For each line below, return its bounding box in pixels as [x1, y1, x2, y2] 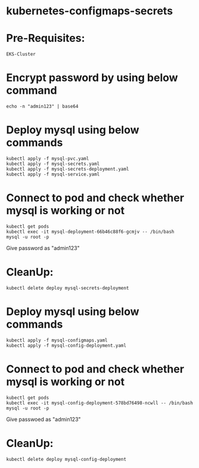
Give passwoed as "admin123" [6, 415, 82, 423]
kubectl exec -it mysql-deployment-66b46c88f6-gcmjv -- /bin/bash [6, 229, 175, 235]
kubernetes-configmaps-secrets [6, 4, 173, 18]
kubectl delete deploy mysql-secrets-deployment [6, 285, 129, 291]
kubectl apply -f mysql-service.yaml [6, 171, 100, 177]
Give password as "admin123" [6, 244, 80, 251]
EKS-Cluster [6, 51, 36, 57]
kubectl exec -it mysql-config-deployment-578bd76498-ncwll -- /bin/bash [6, 400, 194, 406]
